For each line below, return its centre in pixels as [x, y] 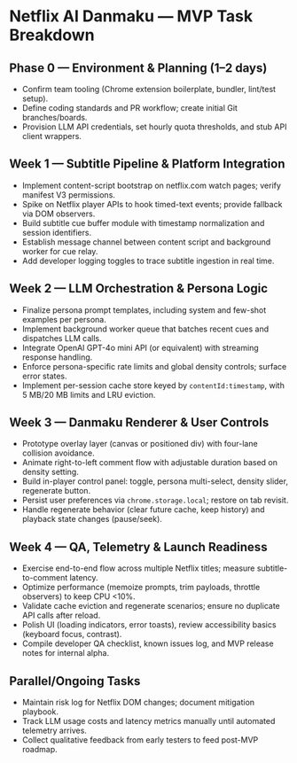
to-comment [45, 578]
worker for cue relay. [60, 251]
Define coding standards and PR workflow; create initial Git [129, 108]
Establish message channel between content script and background [146, 242]
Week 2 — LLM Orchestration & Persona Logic [139, 288]
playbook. [40, 712]
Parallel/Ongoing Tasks [75, 681]
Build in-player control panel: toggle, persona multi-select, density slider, [155, 481]
